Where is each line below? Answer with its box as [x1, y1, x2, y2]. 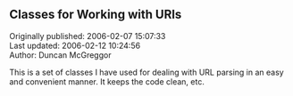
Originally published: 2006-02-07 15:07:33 [9, 30, 166, 41]
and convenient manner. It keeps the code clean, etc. [9, 76, 205, 87]
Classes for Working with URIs [9, 7, 182, 22]
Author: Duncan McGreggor [9, 49, 112, 60]
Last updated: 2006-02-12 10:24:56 [9, 40, 141, 51]
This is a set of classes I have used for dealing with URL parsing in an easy [9, 67, 284, 77]
